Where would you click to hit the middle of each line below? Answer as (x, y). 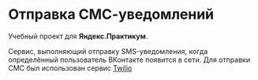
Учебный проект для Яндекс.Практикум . (78, 36)
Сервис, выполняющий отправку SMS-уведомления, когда (108, 51)
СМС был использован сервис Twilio (70, 67)
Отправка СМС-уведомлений (111, 15)
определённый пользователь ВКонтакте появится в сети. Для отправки (129, 60)
